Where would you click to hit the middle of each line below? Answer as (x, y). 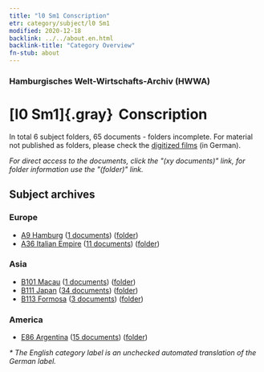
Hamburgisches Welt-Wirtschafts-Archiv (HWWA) (110, 81)
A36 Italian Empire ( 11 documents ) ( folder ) (90, 243)
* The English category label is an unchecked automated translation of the (133, 353)
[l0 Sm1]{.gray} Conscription (108, 114)
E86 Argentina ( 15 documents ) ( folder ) (84, 337)
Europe (24, 218)
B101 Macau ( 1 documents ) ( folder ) (78, 281)
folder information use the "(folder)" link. (76, 169)
